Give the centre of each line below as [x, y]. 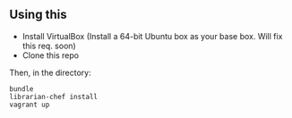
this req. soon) [49, 46]
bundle [21, 88]
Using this [38, 15]
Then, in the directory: [50, 72]
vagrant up [30, 105]
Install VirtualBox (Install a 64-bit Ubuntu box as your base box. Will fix [152, 36]
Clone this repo [50, 55]
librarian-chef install [54, 97]
